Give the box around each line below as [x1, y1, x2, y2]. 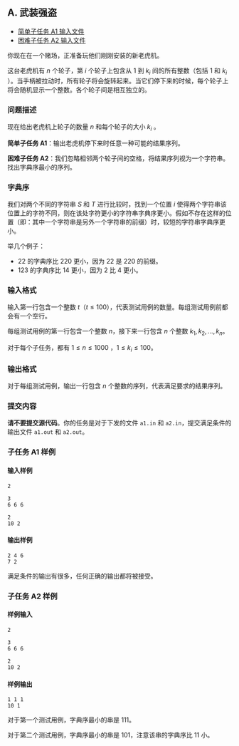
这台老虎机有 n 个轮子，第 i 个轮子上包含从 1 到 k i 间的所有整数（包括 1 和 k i [7, 66, 228, 76]
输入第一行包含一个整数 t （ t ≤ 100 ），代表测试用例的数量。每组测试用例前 [7, 303, 223, 311]
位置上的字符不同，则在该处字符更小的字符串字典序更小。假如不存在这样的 [7, 209, 225, 217]
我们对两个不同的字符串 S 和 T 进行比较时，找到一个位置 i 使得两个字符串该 [7, 200, 228, 208]
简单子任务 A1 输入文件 [17, 27, 85, 36]
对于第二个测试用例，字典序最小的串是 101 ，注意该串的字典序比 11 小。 [7, 731, 214, 740]
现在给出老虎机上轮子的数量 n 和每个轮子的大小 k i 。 [7, 122, 160, 133]
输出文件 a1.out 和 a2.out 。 [7, 428, 89, 436]
